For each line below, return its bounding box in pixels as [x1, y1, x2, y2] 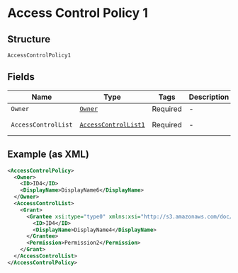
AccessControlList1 [79, 120, 145, 129]
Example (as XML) [7, 149, 90, 161]
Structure [7, 33, 51, 45]
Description [188, 92, 229, 102]
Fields [7, 71, 35, 83]
